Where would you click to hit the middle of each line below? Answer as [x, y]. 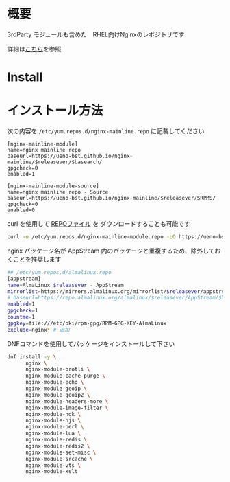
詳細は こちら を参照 [34, 49]
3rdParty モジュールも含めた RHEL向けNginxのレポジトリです [96, 34]
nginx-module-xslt [51, 472]
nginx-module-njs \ [53, 421]
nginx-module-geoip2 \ [57, 395]
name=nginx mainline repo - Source [58, 192]
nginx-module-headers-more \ [67, 401]
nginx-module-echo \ [54, 382]
